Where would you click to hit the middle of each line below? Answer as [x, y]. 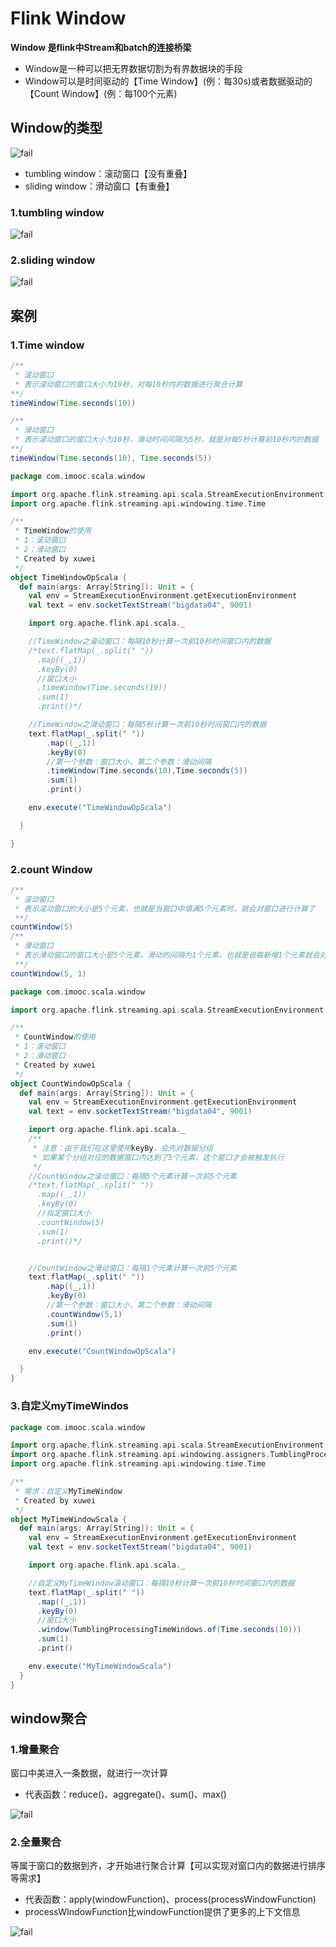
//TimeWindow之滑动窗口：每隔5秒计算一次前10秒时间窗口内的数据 [147, 725]
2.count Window [51, 869]
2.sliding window [53, 260]
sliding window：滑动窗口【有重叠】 [99, 186]
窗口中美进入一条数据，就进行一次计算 [89, 1773]
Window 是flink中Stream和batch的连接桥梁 [101, 47]
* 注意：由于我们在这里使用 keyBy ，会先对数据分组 [122, 1148]
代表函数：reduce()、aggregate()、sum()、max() [125, 1794]
